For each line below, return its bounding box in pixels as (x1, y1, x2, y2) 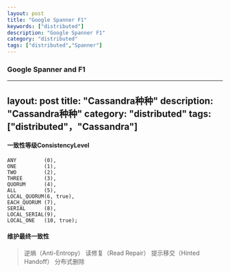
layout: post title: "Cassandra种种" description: (7, 95, 214, 106)
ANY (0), (7, 157, 57, 163)
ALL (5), (7, 187, 57, 194)
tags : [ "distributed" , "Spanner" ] (7, 42, 103, 49)
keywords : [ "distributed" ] (7, 23, 84, 30)
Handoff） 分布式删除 (23, 258, 86, 266)
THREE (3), (7, 174, 57, 182)
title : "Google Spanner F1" (7, 16, 88, 23)
